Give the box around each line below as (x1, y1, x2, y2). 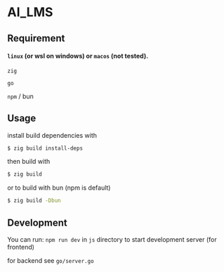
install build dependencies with (7, 131, 97, 139)
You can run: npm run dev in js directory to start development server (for (7, 235, 217, 244)
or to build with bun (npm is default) (7, 183, 111, 192)
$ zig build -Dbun (7, 197, 61, 205)
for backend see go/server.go (7, 257, 94, 265)
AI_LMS (7, 4, 53, 20)
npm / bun (7, 92, 34, 101)
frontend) (7, 243, 35, 252)
